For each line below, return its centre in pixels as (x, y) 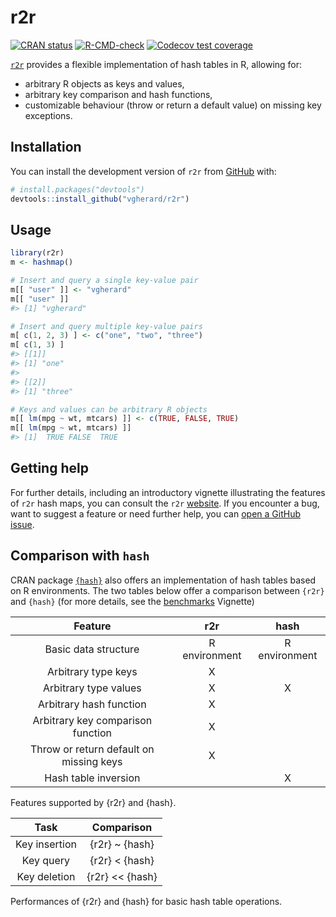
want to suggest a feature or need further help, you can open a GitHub (156, 513)
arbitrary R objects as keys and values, (104, 83)
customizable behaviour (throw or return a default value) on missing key (173, 105)
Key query (46, 860)
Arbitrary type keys (92, 671)
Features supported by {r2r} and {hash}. (93, 802)
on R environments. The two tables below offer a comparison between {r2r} (167, 590)
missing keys (92, 761)
